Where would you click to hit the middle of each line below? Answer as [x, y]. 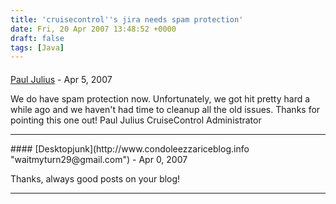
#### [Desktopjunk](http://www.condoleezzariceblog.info [130, 148]
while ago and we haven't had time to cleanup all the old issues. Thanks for [165, 109]
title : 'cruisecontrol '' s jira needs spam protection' [127, 19]
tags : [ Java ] [37, 47]
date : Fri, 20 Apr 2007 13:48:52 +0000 [93, 29]
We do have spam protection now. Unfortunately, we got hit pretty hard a [160, 98]
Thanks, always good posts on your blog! [95, 178]
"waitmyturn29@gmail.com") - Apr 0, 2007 [99, 159]
